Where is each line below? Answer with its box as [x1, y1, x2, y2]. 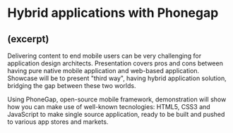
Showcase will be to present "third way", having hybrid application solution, [7, 74, 227, 82]
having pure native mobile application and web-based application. [7, 67, 200, 75]
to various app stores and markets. [7, 118, 109, 126]
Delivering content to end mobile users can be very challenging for [7, 51, 202, 60]
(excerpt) [7, 33, 49, 45]
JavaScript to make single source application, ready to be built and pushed [7, 110, 225, 118]
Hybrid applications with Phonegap [7, 5, 219, 21]
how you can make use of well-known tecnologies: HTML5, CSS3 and [7, 103, 210, 110]
